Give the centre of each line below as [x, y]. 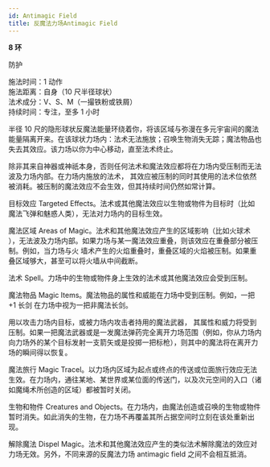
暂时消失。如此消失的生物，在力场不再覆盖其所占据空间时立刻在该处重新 [128, 416]
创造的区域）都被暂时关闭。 [89, 389]
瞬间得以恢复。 [47, 352]
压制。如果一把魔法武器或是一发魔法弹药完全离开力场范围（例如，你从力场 [131, 332]
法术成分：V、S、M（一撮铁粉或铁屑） [73, 101]
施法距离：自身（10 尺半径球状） [62, 91]
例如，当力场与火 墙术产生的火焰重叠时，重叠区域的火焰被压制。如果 [136, 250]
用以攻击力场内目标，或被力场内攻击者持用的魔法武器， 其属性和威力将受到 [133, 322]
